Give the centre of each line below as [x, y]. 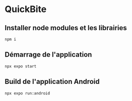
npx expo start [21, 66]
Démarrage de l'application [48, 55]
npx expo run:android [27, 93]
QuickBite [26, 9]
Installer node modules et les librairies [66, 28]
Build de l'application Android [52, 82]
